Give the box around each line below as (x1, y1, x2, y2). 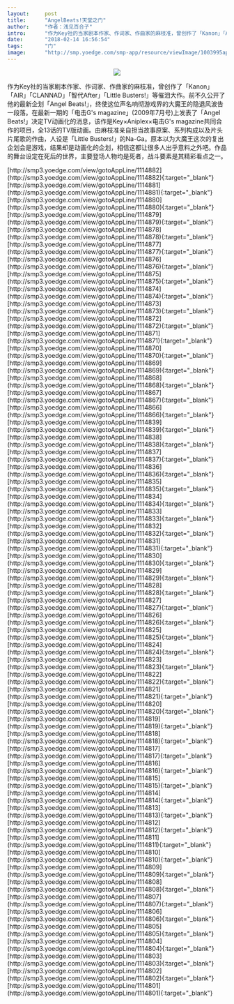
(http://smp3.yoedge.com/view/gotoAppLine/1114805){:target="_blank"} (7, 929, 214, 938)
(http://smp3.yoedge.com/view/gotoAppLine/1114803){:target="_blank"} (7, 959, 214, 967)
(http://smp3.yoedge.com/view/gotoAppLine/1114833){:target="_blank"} (7, 514, 214, 523)
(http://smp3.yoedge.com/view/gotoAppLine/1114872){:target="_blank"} (7, 322, 214, 330)
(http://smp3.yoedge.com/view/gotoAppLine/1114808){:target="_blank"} (7, 885, 214, 893)
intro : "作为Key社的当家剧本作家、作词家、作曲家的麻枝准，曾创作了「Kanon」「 (7, 29, 226, 37)
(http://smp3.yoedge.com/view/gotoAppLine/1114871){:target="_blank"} (7, 336, 212, 345)
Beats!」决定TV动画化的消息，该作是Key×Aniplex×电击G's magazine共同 (7, 117, 217, 126)
